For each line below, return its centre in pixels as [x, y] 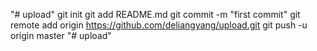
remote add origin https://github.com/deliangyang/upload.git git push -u [159, 25]
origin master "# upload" [61, 35]
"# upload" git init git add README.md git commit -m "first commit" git [155, 14]
